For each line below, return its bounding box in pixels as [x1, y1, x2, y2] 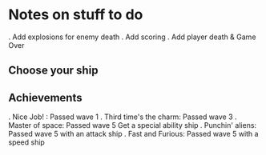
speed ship [8, 137, 46, 147]
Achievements [8, 90, 83, 105]
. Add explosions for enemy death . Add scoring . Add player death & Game [8, 32, 256, 42]
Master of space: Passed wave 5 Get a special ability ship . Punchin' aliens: [8, 121, 257, 130]
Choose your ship [8, 64, 99, 77]
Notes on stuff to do [8, 6, 143, 24]
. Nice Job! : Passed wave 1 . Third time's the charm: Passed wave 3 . [8, 112, 238, 121]
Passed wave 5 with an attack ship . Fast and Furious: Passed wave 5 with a [8, 129, 259, 139]
